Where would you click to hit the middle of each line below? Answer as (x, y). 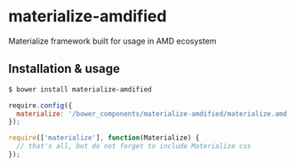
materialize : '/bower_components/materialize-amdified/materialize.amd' (154, 114)
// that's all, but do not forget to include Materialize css (134, 147)
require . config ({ (40, 105)
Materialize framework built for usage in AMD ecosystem (112, 41)
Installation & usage (64, 69)
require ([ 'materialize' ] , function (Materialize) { (104, 138)
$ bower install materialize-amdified (80, 89)
